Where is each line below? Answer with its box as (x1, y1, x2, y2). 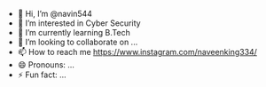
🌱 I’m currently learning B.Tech (17, 28, 130, 37)
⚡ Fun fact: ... (17, 69, 66, 80)
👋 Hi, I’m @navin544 (17, 9, 93, 19)
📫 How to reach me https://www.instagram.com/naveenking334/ (17, 47, 257, 57)
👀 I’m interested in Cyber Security (17, 18, 141, 28)
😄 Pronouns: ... (17, 59, 75, 70)
